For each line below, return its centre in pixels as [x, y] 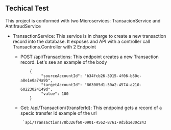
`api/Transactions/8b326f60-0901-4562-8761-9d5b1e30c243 [84, 122]
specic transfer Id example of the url [58, 113]
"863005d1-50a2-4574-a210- [113, 85]
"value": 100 [55, 94]
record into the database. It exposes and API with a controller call [81, 41]
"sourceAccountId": [62, 76]
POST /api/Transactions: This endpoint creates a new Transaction [90, 57]
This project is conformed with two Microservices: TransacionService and [83, 20]
